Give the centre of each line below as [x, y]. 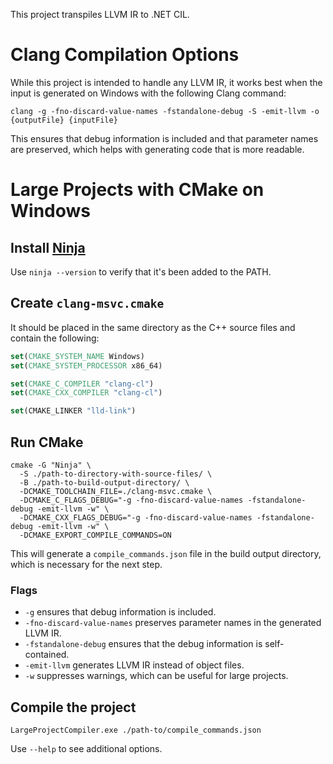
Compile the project [73, 707]
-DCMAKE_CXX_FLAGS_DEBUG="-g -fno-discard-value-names [136, 517]
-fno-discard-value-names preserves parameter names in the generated [173, 623]
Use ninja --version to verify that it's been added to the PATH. [141, 271]
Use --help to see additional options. [86, 749]
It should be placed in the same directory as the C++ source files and [153, 327]
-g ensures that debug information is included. [120, 612]
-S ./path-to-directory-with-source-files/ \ [116, 474]
